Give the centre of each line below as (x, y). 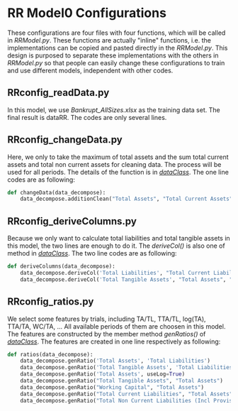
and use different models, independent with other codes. (90, 70)
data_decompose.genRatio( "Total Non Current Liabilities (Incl (115, 400)
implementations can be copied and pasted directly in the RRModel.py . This (118, 48)
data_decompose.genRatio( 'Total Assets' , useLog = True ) (103, 374)
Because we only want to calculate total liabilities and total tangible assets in (119, 239)
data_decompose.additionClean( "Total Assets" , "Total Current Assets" (126, 199)
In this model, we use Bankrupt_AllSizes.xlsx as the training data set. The (114, 110)
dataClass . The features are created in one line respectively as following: (114, 341)
